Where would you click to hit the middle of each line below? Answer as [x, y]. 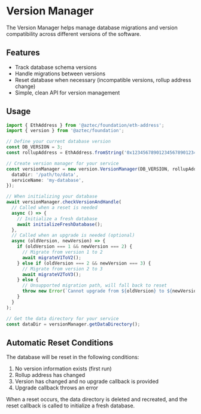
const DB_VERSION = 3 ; [34, 147]
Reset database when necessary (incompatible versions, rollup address [103, 80]
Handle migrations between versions [60, 74]
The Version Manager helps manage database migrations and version [92, 28]
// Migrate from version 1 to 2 [62, 252]
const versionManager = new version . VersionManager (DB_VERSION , [88, 169]
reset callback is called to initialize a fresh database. [71, 406]
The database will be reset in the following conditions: [73, 357]
